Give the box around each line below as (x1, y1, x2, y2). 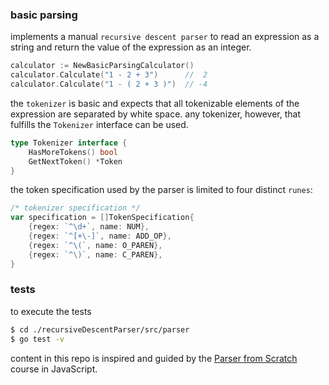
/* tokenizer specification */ (10, 203, 141, 213)
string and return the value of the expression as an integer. (10, 41, 252, 53)
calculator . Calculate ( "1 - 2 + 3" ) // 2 (10, 70, 208, 80)
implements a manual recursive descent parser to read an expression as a (10, 31, 320, 43)
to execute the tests (10, 305, 92, 317)
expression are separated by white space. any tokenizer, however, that (10, 108, 302, 120)
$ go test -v (10, 334, 65, 344)
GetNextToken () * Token (28, 156, 123, 167)
